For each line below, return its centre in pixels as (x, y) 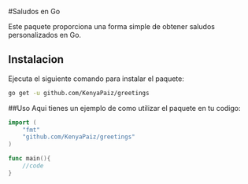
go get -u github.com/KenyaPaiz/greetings (79, 93)
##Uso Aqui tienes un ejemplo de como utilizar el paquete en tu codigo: (125, 108)
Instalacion (36, 59)
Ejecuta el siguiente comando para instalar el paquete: (96, 79)
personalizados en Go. (44, 35)
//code (33, 166)
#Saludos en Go (34, 11)
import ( (22, 122)
